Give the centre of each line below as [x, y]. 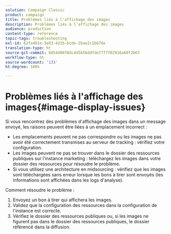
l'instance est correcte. [37, 211]
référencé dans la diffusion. [41, 227]
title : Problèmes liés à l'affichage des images [58, 19]
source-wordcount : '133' [32, 62]
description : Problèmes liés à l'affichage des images [65, 24]
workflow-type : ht [25, 57]
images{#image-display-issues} [76, 107]
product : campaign [25, 15]
